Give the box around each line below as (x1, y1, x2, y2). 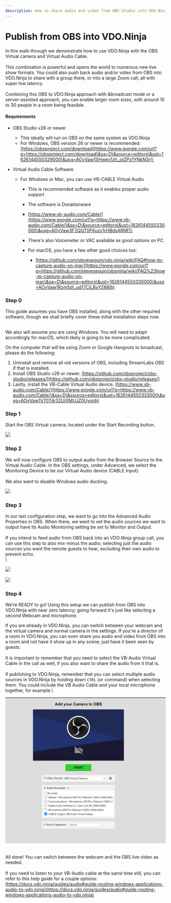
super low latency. (5, 80, 44, 86)
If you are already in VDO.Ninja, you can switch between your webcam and (5, 622, 162, 629)
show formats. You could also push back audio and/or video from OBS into (5, 69, 162, 75)
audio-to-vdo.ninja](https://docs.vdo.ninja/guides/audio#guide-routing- (5, 887, 156, 893)
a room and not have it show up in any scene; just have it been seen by (5, 639, 154, 645)
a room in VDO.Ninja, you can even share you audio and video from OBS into (5, 633, 166, 640)
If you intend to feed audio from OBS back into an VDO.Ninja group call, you (5, 535, 164, 541)
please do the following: (5, 350, 56, 356)
